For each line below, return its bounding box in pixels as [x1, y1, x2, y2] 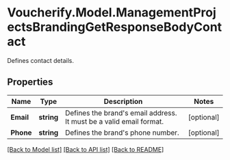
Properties [7, 77, 53, 88]
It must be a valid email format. [64, 116, 164, 126]
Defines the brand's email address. [64, 108, 177, 118]
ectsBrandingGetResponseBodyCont [7, 19, 222, 35]
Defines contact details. [7, 56, 74, 64]
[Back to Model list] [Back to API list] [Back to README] [7, 145, 164, 153]
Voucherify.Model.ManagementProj [7, 5, 217, 21]
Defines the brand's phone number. [64, 128, 179, 137]
